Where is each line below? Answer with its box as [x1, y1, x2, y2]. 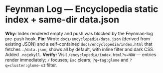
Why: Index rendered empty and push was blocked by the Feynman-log [5, 30, 153, 36]
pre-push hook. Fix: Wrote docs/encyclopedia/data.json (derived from [5, 36, 151, 42]
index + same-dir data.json [5, 14, 120, 25]
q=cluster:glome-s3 [5, 63, 46, 68]
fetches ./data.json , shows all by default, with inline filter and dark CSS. [5, 46, 155, 52]
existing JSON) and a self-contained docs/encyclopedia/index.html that [5, 41, 153, 47]
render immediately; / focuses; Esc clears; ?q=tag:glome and [5, 57, 129, 63]
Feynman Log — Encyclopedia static [5, 3, 159, 15]
